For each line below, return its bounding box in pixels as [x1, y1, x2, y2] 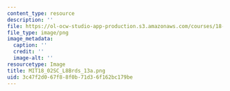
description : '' [7, 16, 53, 23]
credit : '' [13, 49, 44, 55]
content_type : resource [7, 10, 75, 17]
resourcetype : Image [7, 61, 66, 68]
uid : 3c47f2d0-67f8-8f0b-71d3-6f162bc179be [7, 73, 133, 81]
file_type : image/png [7, 29, 69, 36]
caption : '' [13, 42, 48, 49]
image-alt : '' [13, 55, 53, 62]
